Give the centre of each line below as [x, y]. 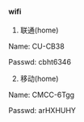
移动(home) [39, 79]
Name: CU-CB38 [36, 46]
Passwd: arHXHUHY [42, 111]
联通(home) [39, 30]
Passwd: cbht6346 [40, 62]
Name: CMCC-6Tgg [42, 95]
